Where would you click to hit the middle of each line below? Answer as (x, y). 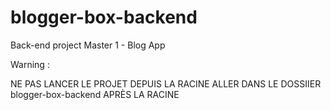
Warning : (30, 64)
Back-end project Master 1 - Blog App (88, 45)
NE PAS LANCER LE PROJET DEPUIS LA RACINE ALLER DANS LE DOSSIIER (166, 83)
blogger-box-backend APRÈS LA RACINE (95, 94)
